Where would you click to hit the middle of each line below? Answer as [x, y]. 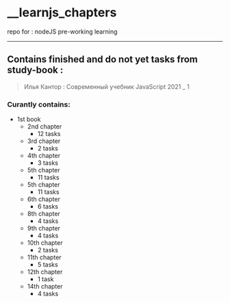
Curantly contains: [39, 104]
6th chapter [43, 199]
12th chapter [45, 272]
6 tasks [48, 207]
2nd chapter [44, 127]
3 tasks [48, 163]
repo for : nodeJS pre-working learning [62, 31]
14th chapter [45, 287]
